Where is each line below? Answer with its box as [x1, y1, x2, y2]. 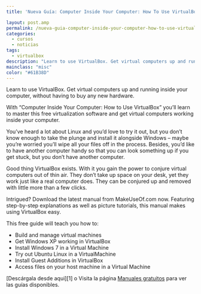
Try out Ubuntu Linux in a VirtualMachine [14, 250, 116, 258]
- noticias [11, 42, 39, 48]
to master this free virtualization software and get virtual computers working [6, 110, 194, 117]
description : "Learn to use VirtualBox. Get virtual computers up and [6, 58, 186, 65]
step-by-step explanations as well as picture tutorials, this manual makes [6, 202, 185, 209]
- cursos [11, 36, 33, 42]
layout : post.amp [6, 19, 50, 26]
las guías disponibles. [6, 281, 60, 289]
